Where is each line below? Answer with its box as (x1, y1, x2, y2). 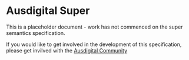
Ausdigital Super (6, 4, 90, 17)
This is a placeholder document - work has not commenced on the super (6, 23, 183, 30)
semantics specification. (6, 29, 65, 36)
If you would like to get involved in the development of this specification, (6, 41, 182, 48)
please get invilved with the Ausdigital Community (6, 47, 128, 54)
